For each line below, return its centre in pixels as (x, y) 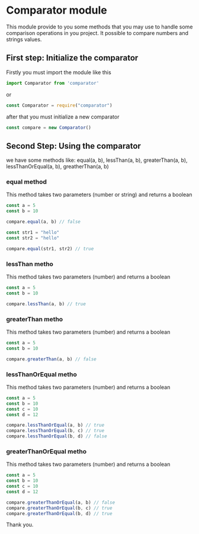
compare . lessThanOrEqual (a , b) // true (55, 425)
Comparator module (57, 10)
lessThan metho (30, 264)
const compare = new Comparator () (49, 127)
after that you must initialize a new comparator (63, 117)
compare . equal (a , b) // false (44, 222)
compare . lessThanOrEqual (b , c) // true (55, 431)
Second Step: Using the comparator (73, 146)
